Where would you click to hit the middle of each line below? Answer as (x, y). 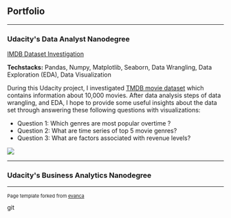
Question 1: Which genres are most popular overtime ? (94, 123)
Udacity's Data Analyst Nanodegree (68, 39)
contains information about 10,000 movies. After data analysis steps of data (114, 95)
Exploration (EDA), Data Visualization (59, 75)
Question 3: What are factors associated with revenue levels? (104, 138)
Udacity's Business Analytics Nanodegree (79, 175)
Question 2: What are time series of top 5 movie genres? (97, 131)
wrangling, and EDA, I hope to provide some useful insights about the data (112, 103)
